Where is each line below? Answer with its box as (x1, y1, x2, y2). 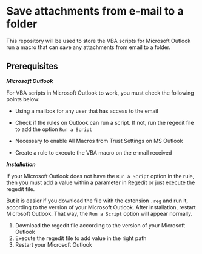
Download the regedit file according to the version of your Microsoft (15, 221, 186, 229)
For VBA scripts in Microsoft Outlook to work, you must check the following (6, 89, 194, 96)
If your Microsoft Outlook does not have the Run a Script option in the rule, (6, 172, 195, 179)
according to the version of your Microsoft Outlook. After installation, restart (6, 203, 196, 210)
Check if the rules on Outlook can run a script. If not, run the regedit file (15, 119, 194, 126)
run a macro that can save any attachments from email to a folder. (6, 44, 171, 51)
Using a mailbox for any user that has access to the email (15, 107, 159, 115)
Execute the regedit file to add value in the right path (15, 235, 147, 242)
